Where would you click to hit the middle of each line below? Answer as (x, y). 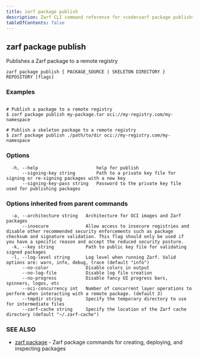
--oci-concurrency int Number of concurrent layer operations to (107, 289)
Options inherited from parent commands (67, 204)
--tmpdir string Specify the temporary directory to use (104, 299)
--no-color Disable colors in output (86, 268)
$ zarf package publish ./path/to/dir (54, 135)
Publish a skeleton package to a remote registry (74, 130)
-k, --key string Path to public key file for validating (99, 247)
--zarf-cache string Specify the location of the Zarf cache (104, 309)
